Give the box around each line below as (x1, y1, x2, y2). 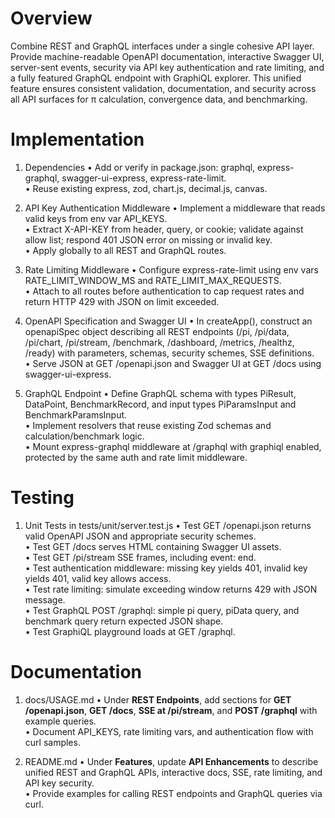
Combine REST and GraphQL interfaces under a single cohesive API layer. (10, 40, 315, 52)
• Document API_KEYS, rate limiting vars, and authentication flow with (24, 725, 314, 737)
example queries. (24, 715, 97, 727)
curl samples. (24, 736, 81, 748)
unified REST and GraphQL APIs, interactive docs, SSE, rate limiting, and (24, 766, 323, 778)
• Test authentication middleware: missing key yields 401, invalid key (24, 562, 308, 574)
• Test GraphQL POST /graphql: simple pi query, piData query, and (24, 604, 300, 616)
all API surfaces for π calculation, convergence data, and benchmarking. (10, 93, 308, 105)
